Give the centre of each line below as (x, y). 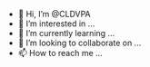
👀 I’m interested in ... (56, 24)
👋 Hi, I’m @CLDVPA (54, 14)
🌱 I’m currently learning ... (66, 33)
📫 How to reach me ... (60, 53)
